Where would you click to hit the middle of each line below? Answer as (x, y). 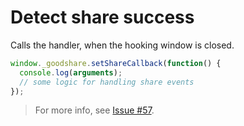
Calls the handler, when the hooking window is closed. (122, 45)
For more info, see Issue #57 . (94, 110)
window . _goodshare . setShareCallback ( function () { (116, 63)
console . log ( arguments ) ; (71, 72)
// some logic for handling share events (107, 82)
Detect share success (102, 17)
